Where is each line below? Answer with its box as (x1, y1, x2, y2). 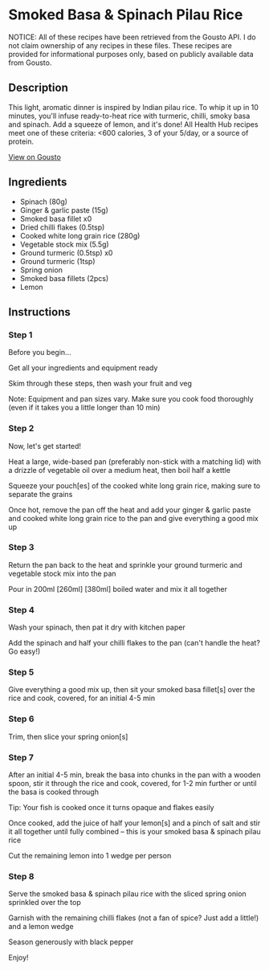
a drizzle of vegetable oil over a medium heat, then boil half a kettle (8, 465, 231, 475)
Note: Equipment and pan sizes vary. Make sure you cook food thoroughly (8, 394, 255, 404)
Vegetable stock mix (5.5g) (19, 239, 110, 249)
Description (8, 81, 68, 95)
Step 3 (8, 542, 35, 553)
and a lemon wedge (8, 922, 74, 931)
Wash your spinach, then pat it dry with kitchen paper (8, 622, 186, 632)
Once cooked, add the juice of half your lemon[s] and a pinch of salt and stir (8, 818, 261, 828)
